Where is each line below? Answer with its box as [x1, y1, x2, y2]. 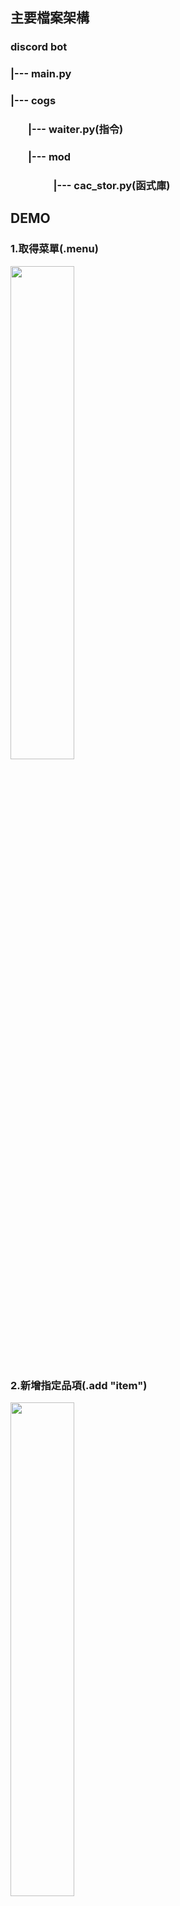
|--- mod [27, 150, 72, 163]
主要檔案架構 [10, 9, 90, 27]
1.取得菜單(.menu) [10, 242, 99, 256]
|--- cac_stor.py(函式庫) [53, 178, 171, 192]
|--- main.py [10, 67, 72, 81]
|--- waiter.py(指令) [27, 123, 124, 137]
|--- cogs [10, 94, 57, 108]
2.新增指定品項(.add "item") [10, 1378, 148, 1392]
